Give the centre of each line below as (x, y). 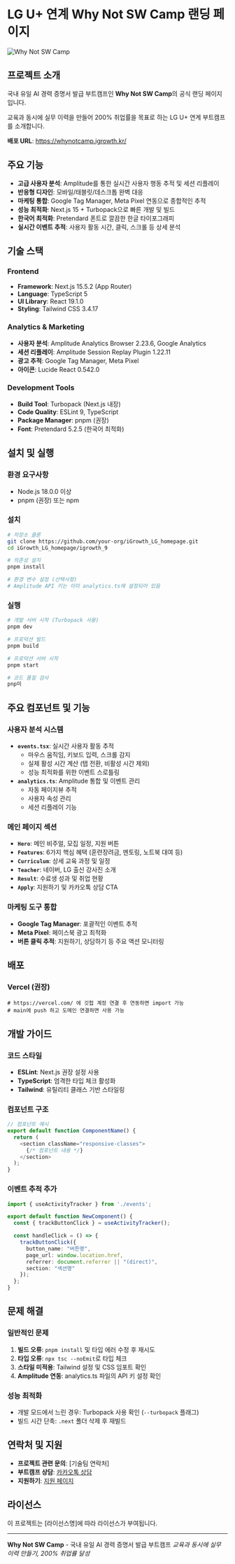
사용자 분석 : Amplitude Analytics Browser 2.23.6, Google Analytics (112, 343)
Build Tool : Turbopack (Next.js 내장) (69, 404)
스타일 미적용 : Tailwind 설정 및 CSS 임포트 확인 (82, 1367)
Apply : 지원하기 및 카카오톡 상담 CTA (67, 887)
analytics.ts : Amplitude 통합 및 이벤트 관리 (79, 781)
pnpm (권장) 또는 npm (48, 500)
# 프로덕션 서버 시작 (33, 658)
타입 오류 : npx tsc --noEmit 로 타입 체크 (72, 1358)
